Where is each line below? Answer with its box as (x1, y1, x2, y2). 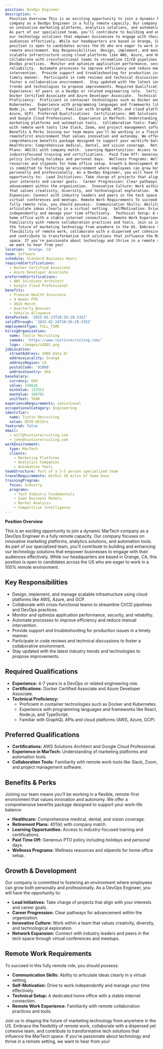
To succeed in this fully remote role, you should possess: (5, 962, 119, 968)
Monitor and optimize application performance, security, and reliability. (12, 612, 154, 618)
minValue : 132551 (9, 388, 45, 393)
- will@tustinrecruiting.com (9, 433, 68, 438)
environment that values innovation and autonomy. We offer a (5, 797, 128, 803)
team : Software (5, 252, 36, 257)
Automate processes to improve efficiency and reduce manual (12, 617, 137, 623)
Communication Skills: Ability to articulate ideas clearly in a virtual (12, 972, 146, 978)
